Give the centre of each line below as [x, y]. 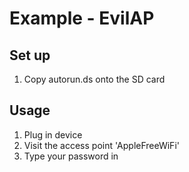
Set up [30, 55]
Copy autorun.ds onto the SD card [94, 79]
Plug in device [53, 134]
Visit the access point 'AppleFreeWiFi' [101, 145]
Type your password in [71, 156]
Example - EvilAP [82, 18]
